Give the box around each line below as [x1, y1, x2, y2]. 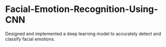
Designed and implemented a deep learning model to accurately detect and [5, 30, 161, 36]
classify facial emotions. [5, 36, 55, 42]
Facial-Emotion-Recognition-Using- [5, 3, 158, 15]
